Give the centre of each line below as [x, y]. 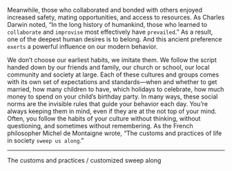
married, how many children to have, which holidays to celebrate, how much [116, 89]
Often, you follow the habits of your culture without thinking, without [104, 119]
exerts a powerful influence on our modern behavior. [83, 47]
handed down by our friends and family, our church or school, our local [108, 67]
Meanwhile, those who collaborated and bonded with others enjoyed [105, 10]
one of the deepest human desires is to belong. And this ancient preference [115, 39]
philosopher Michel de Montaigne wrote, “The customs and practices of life [115, 133]
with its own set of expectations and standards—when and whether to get [112, 82]
